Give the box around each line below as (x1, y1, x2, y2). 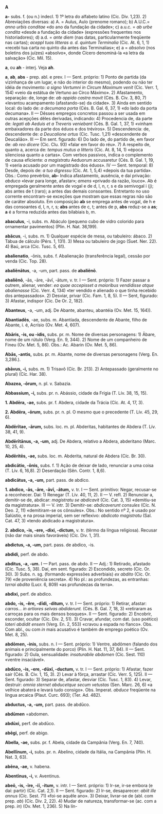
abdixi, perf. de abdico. (5, 591, 53, 597)
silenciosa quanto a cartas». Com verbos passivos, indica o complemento (5, 152, 153, 158)
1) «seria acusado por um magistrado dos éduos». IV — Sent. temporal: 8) (5, 162, 153, 168)
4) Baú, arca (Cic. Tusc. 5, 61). (5, 244, 66, 249)
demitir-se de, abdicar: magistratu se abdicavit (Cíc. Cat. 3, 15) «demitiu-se (5, 497, 157, 503)
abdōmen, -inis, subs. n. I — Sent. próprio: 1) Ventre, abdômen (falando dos (5, 641, 158, 647)
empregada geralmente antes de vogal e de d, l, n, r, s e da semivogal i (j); (5, 183, 154, 189)
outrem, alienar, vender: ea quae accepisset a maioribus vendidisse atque (5, 282, 154, 288)
